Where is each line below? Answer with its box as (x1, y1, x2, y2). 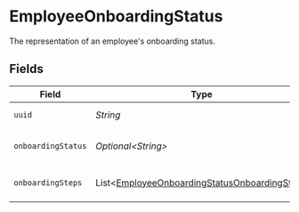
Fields (9, 61, 44, 77)
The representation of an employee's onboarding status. (9, 36, 216, 46)
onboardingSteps (13, 177, 83, 188)
